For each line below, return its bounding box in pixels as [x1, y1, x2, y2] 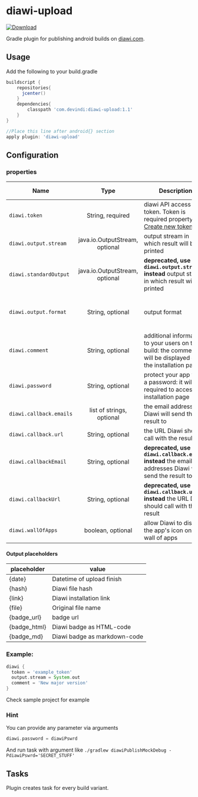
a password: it [143, 378, 183, 386]
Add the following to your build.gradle [6, 68, 98, 75]
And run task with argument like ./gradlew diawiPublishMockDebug [6, 746, 167, 753]
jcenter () [21, 90, 46, 96]
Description [159, 187, 193, 195]
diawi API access [143, 201, 192, 209]
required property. [143, 215, 194, 224]
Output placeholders [6, 550, 58, 557]
